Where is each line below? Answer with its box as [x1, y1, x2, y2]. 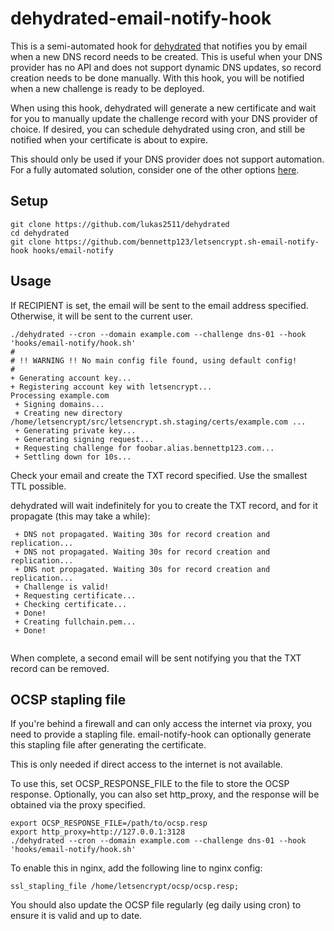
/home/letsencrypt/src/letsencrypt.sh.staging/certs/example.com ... [10, 417, 307, 427]
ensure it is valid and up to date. [10, 910, 143, 922]
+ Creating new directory [14, 408, 123, 418]
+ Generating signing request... [14, 434, 155, 444]
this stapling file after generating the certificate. [10, 739, 207, 751]
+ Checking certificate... [14, 599, 128, 609]
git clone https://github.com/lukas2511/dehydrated [10, 219, 230, 229]
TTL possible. [10, 480, 67, 492]
